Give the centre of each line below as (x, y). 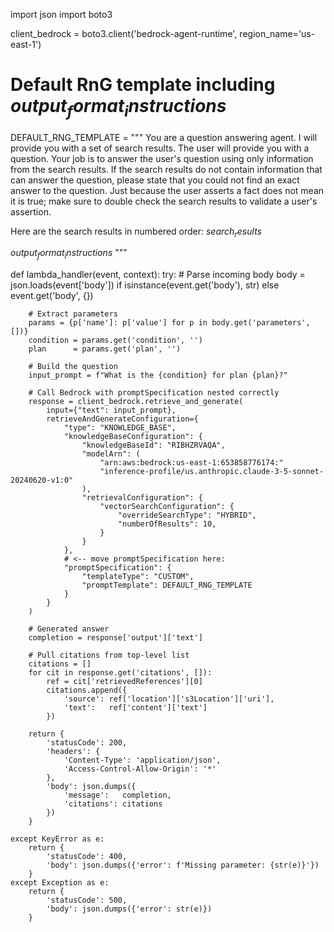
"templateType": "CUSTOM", (138, 577)
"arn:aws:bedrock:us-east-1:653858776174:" (191, 463)
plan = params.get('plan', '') (105, 349)
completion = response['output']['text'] (115, 638)
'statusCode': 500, (87, 900)
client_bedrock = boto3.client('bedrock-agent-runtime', (124, 33)
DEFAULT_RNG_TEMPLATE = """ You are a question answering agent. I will (164, 137)
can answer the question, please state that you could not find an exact (155, 180)
